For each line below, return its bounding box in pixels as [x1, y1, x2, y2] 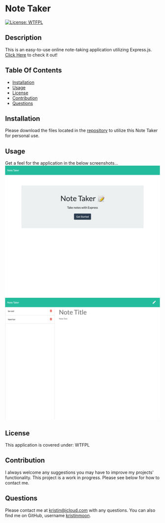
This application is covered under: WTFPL [5, 442, 90, 448]
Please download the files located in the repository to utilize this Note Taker [5, 128, 158, 134]
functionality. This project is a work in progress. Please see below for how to [5, 474, 160, 481]
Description [5, 34, 42, 42]
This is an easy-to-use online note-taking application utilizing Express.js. [5, 46, 152, 52]
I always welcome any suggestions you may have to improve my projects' [5, 469, 154, 475]
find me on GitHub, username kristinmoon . [5, 512, 91, 518]
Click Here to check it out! [5, 52, 58, 58]
